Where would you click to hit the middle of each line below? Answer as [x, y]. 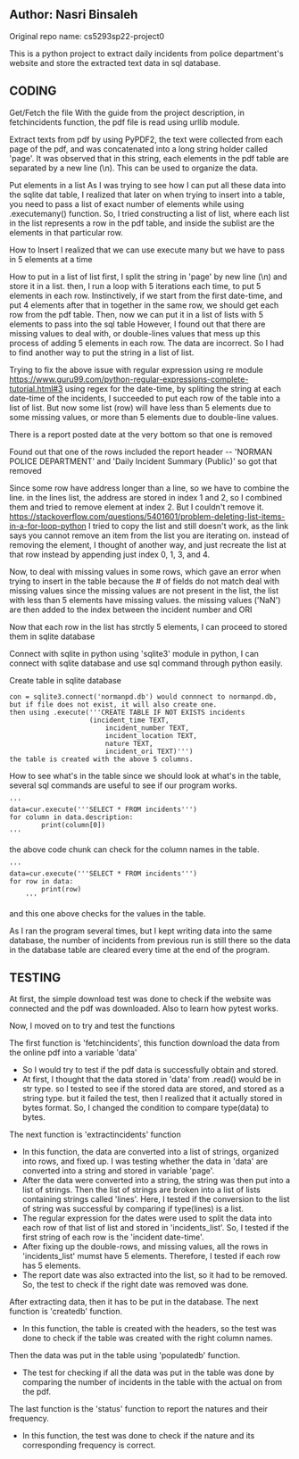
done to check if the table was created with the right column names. [148, 1339]
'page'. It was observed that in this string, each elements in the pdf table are [149, 158]
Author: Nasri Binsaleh [74, 15]
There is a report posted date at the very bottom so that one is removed [141, 434]
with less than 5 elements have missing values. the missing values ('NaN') [145, 600]
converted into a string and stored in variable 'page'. [118, 1171]
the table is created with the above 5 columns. [101, 759]
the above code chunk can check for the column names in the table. [134, 849]
